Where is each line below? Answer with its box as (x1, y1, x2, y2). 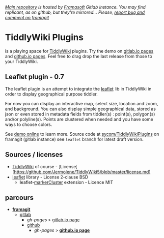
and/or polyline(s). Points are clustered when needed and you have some (5, 116, 154, 122)
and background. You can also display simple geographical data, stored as (5, 106, 156, 112)
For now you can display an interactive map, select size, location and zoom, (5, 100, 158, 106)
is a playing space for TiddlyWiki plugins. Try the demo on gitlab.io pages (5, 48, 154, 54)
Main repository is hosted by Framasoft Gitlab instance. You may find (5, 4, 146, 10)
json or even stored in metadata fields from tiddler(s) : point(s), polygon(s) (5, 111, 156, 117)
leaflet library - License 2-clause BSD (12, 174, 88, 180)
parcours (5, 193, 34, 202)
